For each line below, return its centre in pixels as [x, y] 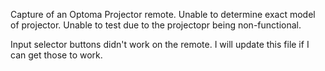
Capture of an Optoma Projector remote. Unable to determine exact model [163, 14]
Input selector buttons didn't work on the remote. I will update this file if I [160, 44]
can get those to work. [56, 55]
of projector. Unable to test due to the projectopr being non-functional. [156, 25]
